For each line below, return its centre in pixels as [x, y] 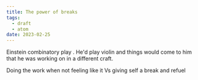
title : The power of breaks [42, 12]
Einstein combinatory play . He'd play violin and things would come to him [99, 52]
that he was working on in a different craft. [60, 59]
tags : [13, 18]
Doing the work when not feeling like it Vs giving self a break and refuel [96, 70]
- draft [22, 23]
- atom [20, 29]
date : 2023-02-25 [28, 35]
